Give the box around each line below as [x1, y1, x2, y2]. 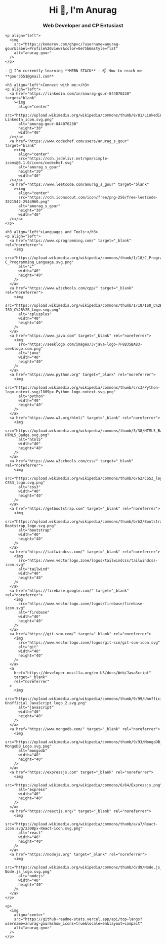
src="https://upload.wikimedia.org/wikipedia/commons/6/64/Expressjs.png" [5, 783, 163, 788]
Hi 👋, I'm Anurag [49, 4, 117, 16]
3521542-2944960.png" [5, 200, 50, 205]
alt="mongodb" [18, 748, 48, 753]
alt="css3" [18, 485, 41, 490]
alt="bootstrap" [18, 528, 52, 533]
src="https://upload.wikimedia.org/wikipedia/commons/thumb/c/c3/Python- [5, 385, 161, 390]
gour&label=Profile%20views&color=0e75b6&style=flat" [5, 46, 119, 51]
